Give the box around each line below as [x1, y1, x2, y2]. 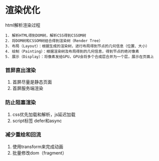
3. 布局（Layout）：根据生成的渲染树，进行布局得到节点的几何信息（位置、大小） [5, 43, 150, 48]
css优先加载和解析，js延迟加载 [12, 111, 76, 117]
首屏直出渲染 [5, 66, 36, 73]
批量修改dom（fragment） [12, 149, 67, 155]
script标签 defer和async [12, 117, 62, 123]
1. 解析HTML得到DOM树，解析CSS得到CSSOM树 [5, 33, 86, 38]
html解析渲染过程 [5, 22, 41, 28]
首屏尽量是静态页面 [12, 79, 52, 85]
